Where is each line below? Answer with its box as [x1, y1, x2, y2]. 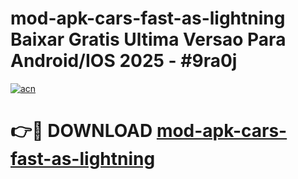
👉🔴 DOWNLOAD [10, 120, 153, 142]
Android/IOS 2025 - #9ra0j [10, 50, 238, 72]
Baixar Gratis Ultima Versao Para [10, 28, 287, 51]
